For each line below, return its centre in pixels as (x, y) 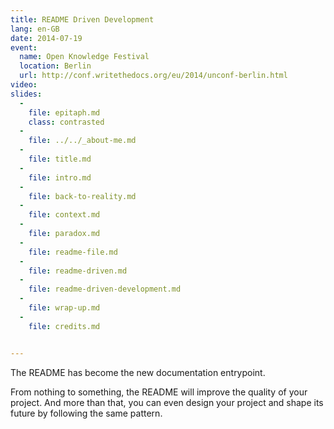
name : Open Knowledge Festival (84, 57)
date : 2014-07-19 (46, 38)
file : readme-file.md (73, 252)
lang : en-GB (35, 29)
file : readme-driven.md (78, 271)
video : (24, 85)
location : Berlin (55, 66)
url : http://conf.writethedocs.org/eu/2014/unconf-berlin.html (153, 76)
